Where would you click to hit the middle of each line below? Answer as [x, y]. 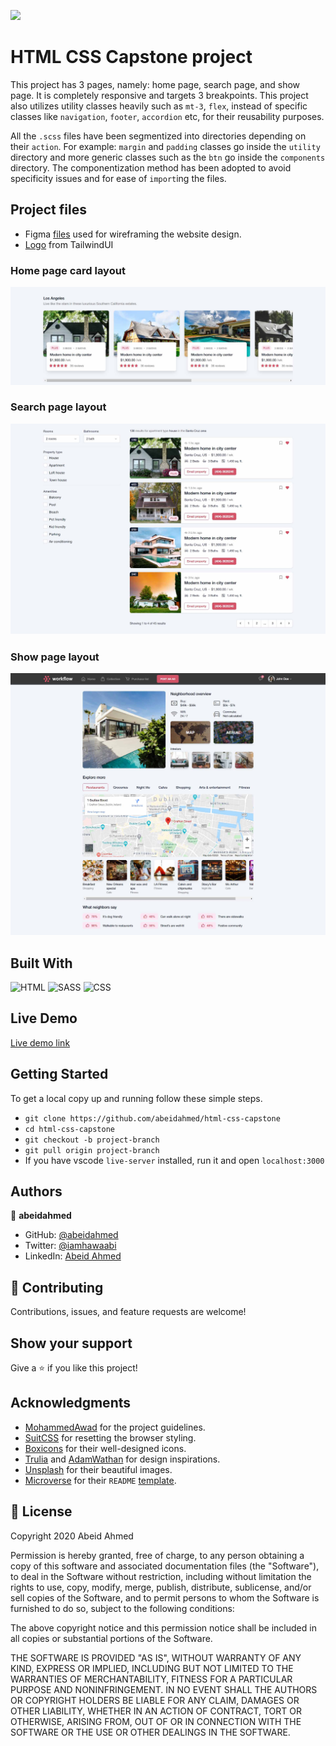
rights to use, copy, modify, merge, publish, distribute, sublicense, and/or [161, 1587]
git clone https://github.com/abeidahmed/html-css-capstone [152, 1118]
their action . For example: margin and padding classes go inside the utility [165, 146]
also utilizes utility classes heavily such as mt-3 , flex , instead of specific [159, 106]
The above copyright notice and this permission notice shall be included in [163, 1627]
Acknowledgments [71, 1403]
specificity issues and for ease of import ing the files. [118, 178]
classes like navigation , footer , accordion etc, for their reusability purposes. [167, 116]
